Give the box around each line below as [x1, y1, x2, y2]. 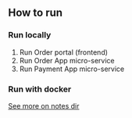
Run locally [8, 30, 52, 41]
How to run [8, 6, 63, 20]
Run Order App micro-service [19, 55, 115, 65]
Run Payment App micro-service [19, 64, 125, 73]
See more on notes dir [8, 101, 80, 110]
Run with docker [8, 84, 72, 95]
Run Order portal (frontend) [19, 47, 108, 57]
